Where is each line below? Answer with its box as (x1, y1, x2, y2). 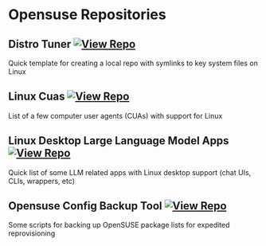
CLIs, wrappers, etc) (8, 176, 76, 185)
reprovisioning (8, 228, 56, 238)
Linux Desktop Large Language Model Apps (8, 134, 229, 148)
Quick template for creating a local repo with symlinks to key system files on (8, 58, 259, 68)
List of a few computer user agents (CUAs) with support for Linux (8, 111, 223, 120)
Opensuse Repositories (8, 6, 166, 24)
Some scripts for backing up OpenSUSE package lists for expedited (8, 221, 230, 230)
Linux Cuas (8, 90, 65, 103)
